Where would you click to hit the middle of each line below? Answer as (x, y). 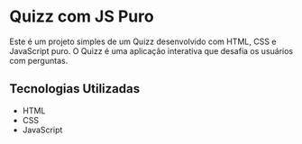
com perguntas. (39, 60)
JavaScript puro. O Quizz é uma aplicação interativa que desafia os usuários (151, 50)
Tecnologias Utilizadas (75, 89)
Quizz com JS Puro (82, 17)
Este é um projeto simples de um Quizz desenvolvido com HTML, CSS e (143, 41)
